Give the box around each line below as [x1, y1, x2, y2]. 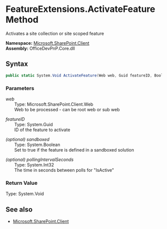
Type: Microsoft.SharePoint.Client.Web [14, 101, 94, 107]
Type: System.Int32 [14, 161, 54, 167]
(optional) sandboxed [5, 136, 50, 142]
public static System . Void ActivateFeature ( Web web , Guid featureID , [5, 73, 153, 78]
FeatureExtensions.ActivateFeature [5, 3, 156, 15]
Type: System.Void [5, 191, 44, 197]
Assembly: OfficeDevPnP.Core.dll [5, 45, 75, 51]
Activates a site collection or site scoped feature [5, 30, 105, 36]
